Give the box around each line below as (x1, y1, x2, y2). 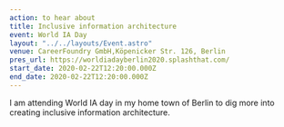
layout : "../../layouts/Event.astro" (9, 38, 153, 48)
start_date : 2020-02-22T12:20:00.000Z (9, 64, 157, 73)
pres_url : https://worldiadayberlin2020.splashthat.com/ (9, 55, 230, 64)
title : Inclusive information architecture (9, 22, 177, 31)
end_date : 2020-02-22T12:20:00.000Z (9, 73, 148, 82)
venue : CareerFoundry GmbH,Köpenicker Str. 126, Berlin (9, 47, 226, 56)
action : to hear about (9, 13, 96, 23)
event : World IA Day (9, 30, 88, 39)
